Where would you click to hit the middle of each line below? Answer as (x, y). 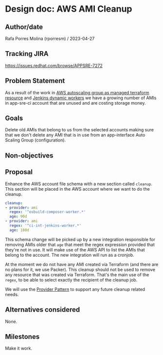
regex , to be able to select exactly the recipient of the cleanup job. (71, 280)
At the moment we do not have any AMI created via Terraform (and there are (82, 264)
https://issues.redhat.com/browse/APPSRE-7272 (54, 65)
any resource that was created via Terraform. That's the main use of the (77, 275)
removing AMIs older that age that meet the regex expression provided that (80, 245)
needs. (12, 294)
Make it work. (19, 348)
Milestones (22, 337)
